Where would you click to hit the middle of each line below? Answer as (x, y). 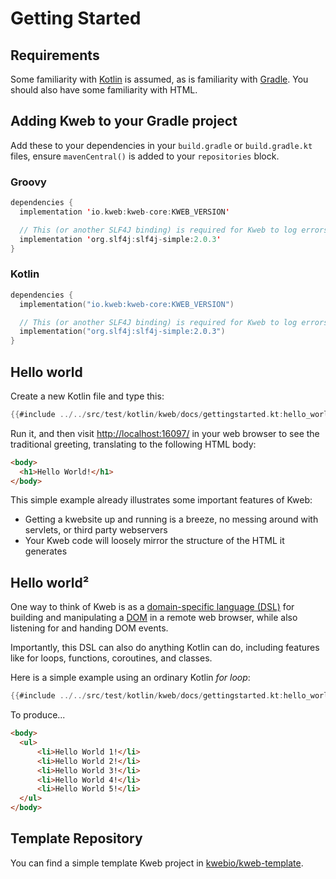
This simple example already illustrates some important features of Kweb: (161, 500)
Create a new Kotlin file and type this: (87, 396)
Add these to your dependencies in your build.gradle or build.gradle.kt (161, 145)
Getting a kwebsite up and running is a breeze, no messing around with (171, 519)
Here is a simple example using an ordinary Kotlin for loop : (130, 678)
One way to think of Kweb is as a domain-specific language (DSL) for (152, 607)
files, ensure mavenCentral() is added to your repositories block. (145, 156)
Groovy (28, 182)
